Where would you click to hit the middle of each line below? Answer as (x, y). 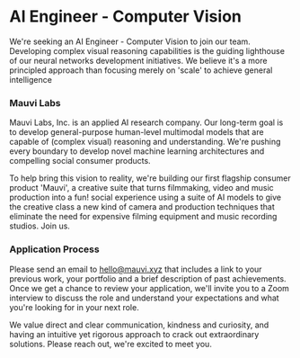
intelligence (31, 79)
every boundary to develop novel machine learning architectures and (137, 151)
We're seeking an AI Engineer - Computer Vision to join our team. (130, 41)
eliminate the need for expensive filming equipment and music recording (143, 217)
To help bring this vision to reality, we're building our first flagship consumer (150, 178)
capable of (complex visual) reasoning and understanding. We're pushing (145, 142)
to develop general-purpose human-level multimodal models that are (137, 132)
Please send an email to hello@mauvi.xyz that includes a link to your (136, 269)
